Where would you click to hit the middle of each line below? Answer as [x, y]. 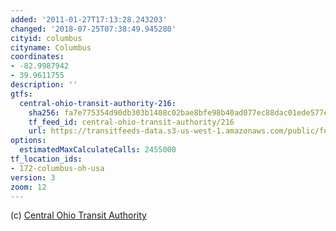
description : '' [44, 85]
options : [28, 141]
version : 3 [33, 177]
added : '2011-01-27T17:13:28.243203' [89, 19]
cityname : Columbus [51, 47]
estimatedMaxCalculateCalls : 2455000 [98, 150]
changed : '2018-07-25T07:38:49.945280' [93, 29]
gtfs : [21, 94]
